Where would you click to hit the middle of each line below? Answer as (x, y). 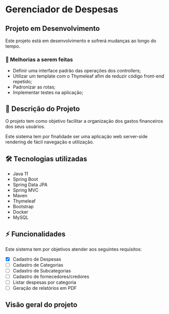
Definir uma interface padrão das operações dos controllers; (77, 71)
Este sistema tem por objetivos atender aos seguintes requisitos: (74, 249)
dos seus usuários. (25, 126)
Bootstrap (23, 206)
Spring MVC (26, 190)
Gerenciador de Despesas (62, 10)
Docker (21, 212)
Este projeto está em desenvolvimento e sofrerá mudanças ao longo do (81, 41)
